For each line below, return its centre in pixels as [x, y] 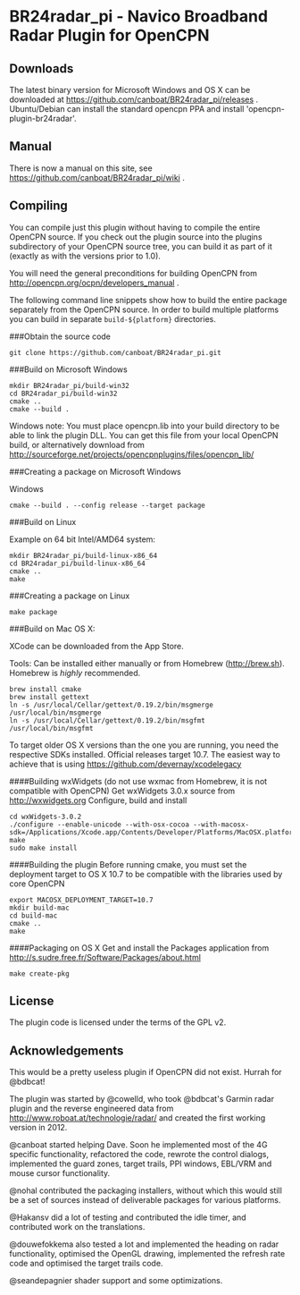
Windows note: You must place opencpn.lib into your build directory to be [145, 426]
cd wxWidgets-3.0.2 [46, 817]
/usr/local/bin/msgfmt [51, 728]
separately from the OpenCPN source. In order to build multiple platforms [144, 309]
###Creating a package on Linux [70, 596]
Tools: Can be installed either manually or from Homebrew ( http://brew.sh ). [147, 663]
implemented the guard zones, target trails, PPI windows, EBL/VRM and [141, 1164]
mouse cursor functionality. [60, 1173]
